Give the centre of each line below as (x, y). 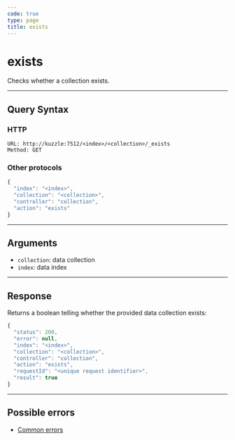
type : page (23, 20)
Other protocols (35, 167)
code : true (23, 14)
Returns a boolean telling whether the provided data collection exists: (107, 313)
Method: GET (24, 150)
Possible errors (41, 413)
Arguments (33, 243)
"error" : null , (36, 338)
